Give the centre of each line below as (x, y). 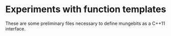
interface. (15, 28)
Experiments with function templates (86, 9)
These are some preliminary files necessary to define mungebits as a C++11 (85, 23)
